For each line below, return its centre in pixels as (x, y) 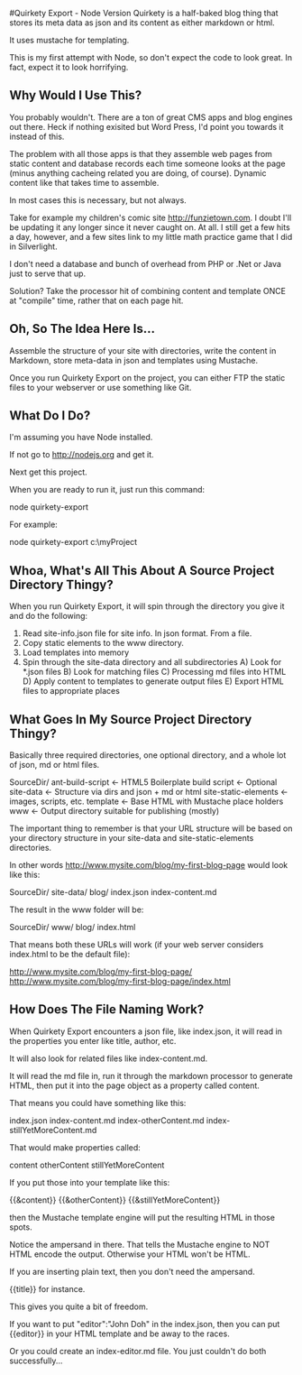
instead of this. (37, 136)
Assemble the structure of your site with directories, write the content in (143, 350)
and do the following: (49, 616)
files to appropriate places (71, 691)
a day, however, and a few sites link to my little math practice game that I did (151, 236)
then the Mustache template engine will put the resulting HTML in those (142, 1217)
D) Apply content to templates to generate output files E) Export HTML (153, 681)
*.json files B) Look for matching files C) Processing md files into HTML (154, 672)
